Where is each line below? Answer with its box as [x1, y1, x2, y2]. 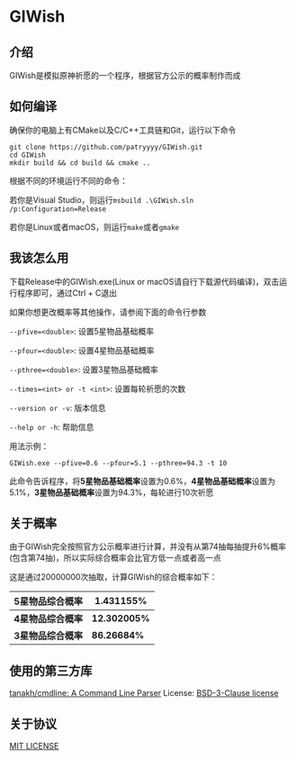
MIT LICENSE [9, 741, 59, 752]
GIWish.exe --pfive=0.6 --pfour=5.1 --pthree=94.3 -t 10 [9, 458, 228, 468]
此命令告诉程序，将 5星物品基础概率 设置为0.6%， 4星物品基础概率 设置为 [9, 475, 276, 486]
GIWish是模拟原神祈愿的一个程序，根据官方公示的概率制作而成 [9, 70, 241, 80]
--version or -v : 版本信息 [9, 402, 106, 413]
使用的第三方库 [9, 663, 93, 678]
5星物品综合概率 [13, 595, 84, 608]
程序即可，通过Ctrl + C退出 [16, 287, 118, 298]
